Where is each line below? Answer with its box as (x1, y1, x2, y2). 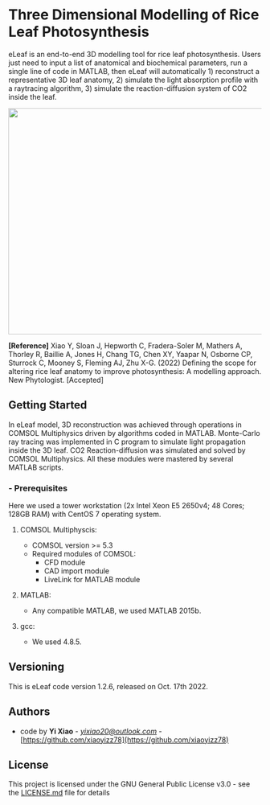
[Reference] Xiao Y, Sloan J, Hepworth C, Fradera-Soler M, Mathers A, (8, 340, 243, 351)
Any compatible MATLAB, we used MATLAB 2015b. (31, 606, 202, 616)
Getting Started (8, 398, 88, 412)
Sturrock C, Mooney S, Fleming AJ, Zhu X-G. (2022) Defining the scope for (8, 358, 257, 368)
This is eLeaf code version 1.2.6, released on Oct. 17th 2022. (8, 681, 209, 691)
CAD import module (43, 566, 110, 576)
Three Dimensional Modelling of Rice (8, 6, 260, 24)
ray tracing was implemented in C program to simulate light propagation (8, 437, 247, 446)
